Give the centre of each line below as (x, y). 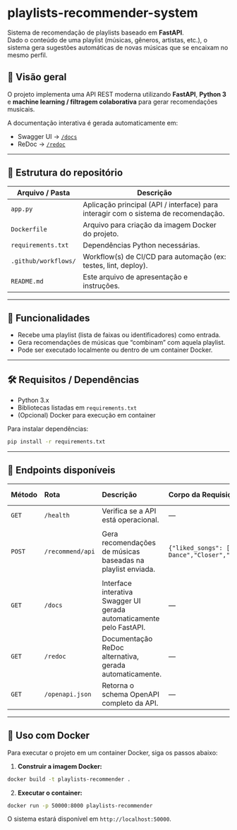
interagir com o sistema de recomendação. (154, 213)
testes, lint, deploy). (115, 265)
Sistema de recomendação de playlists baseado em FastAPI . (96, 32)
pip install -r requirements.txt (56, 442)
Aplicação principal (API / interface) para (151, 205)
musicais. (21, 109)
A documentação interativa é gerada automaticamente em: (93, 123)
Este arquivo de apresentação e (135, 276)
